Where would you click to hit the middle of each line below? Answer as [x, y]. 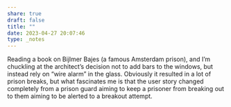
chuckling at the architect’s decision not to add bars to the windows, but [110, 67]
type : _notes [26, 40]
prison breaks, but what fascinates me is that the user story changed [105, 81]
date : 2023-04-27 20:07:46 [46, 33]
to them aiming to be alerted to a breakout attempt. [80, 96]
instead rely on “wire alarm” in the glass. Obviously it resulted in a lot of [109, 74]
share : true [24, 14]
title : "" [22, 26]
